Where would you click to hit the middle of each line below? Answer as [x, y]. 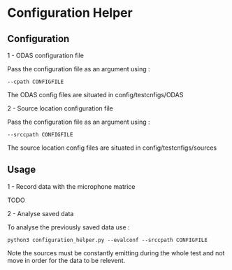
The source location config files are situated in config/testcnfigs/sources [112, 148]
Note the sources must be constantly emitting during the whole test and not [116, 253]
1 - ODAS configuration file [45, 55]
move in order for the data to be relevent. [66, 260]
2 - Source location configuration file [60, 108]
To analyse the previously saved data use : [69, 227]
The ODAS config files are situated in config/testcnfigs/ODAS [95, 95]
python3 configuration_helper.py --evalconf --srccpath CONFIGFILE [108, 240]
